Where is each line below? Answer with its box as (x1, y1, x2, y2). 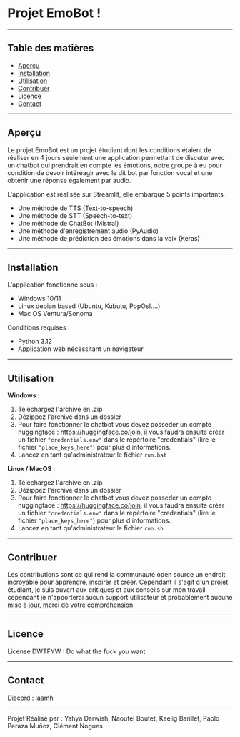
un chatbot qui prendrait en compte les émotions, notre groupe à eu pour (7, 161, 223, 169)
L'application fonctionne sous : (7, 280, 98, 289)
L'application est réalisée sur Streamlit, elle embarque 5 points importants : (7, 189, 227, 198)
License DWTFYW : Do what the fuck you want (7, 647, 146, 656)
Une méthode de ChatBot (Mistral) (17, 219, 119, 227)
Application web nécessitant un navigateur (17, 345, 144, 353)
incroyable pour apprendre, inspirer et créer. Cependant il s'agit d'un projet (7, 578, 229, 586)
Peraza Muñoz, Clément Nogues (7, 721, 104, 730)
